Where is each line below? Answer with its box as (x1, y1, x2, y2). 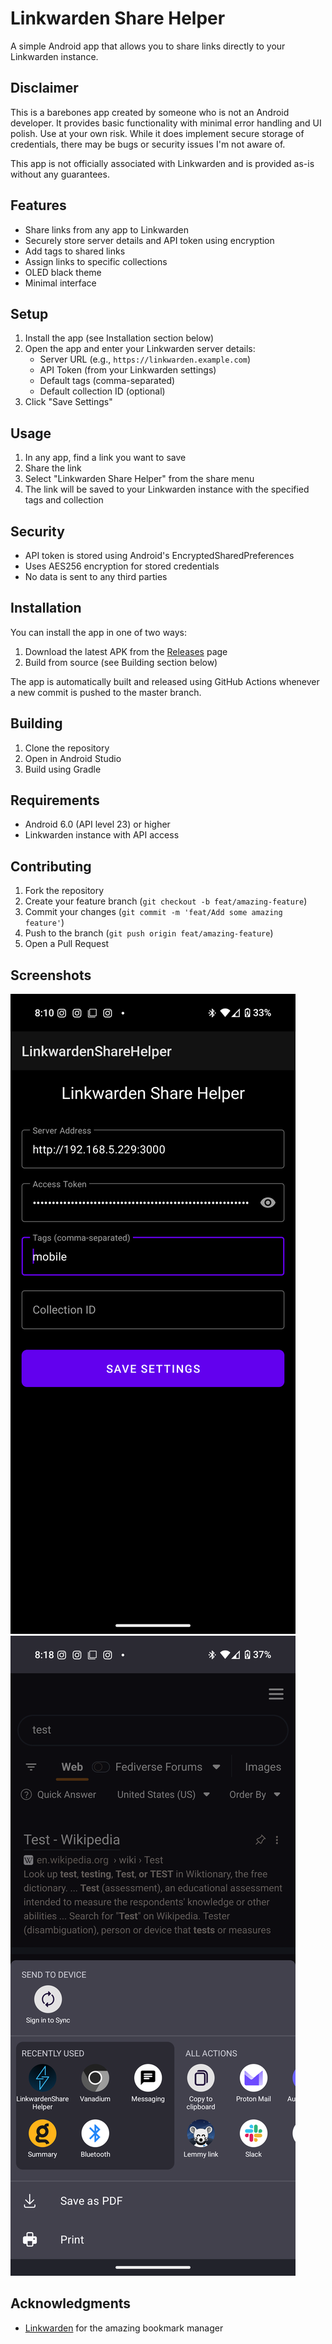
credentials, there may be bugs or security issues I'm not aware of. (10, 138, 286, 150)
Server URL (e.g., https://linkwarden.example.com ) (39, 353, 252, 366)
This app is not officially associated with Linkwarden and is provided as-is (10, 157, 315, 169)
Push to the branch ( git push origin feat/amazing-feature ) (24, 927, 274, 939)
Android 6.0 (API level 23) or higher (24, 818, 171, 831)
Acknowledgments (10, 2295, 132, 2312)
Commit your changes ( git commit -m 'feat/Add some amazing (24, 906, 283, 918)
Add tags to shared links (24, 245, 126, 257)
